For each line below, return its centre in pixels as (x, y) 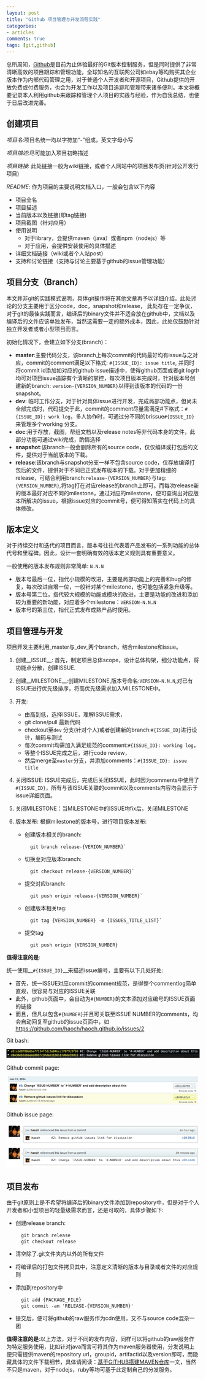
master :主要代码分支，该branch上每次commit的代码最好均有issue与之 (104, 355)
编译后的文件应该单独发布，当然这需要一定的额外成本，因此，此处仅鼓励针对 (103, 321)
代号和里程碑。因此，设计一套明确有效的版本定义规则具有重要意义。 (92, 553)
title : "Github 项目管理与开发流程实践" (54, 19)
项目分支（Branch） (44, 282)
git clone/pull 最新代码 (52, 722)
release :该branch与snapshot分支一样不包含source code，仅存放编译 (102, 462)
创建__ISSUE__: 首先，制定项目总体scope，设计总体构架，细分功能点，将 (107, 660)
